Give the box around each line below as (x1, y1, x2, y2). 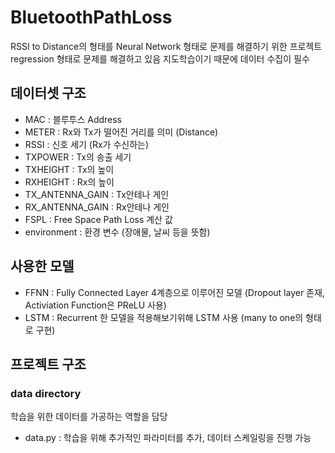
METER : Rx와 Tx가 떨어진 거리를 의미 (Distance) (24, 126, 219, 138)
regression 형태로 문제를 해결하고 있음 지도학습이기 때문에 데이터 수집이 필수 (10, 52, 310, 65)
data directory (10, 386, 82, 400)
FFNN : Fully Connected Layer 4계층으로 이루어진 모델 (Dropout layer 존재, (24, 286, 325, 298)
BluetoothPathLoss (10, 6, 173, 29)
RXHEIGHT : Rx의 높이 (24, 176, 115, 188)
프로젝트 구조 (10, 356, 87, 373)
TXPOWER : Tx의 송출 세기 (24, 151, 132, 163)
